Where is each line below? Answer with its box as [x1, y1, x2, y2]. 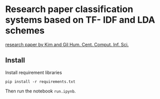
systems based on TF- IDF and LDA [5, 14, 155, 26]
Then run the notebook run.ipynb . [5, 88, 76, 94]
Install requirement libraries [5, 69, 62, 75]
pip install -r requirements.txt [5, 79, 76, 84]
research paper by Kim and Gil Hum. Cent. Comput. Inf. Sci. [5, 41, 129, 47]
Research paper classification [5, 4, 134, 15]
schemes [5, 25, 45, 36]
